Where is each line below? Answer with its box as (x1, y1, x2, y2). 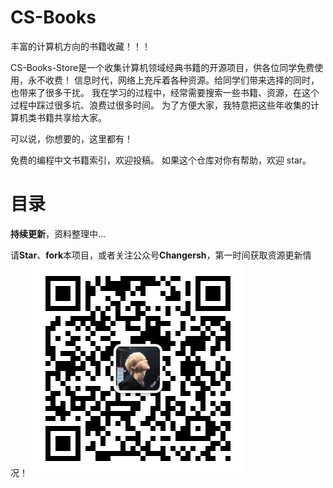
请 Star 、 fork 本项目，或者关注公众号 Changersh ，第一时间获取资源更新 (10, 249, 303, 261)
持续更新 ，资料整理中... (10, 227, 107, 240)
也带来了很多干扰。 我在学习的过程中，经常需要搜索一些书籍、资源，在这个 (10, 86, 320, 98)
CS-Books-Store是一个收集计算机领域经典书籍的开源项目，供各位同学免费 (10, 61, 315, 73)
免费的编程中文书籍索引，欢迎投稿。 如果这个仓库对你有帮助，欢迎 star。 (10, 154, 312, 166)
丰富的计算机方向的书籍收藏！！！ (10, 40, 151, 52)
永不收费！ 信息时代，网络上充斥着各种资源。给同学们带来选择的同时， (27, 74, 320, 86)
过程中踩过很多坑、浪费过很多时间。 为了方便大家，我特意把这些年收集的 (10, 99, 311, 111)
